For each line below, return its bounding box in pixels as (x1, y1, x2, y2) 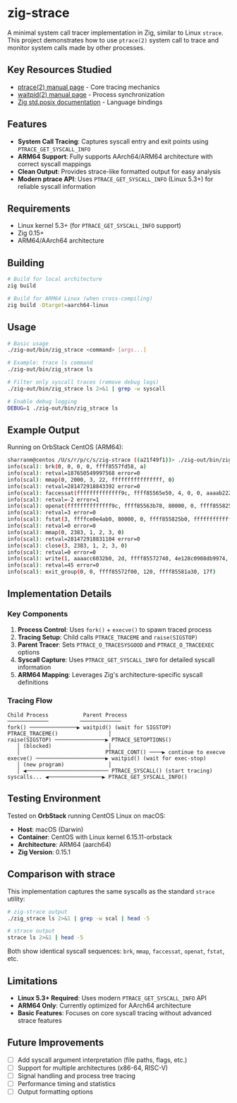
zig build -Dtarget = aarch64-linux (7, 301, 109, 308)
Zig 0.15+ (17, 229, 44, 238)
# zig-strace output (7, 908, 68, 916)
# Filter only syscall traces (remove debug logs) (7, 379, 159, 386)
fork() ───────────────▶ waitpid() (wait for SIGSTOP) (7, 724, 172, 732)
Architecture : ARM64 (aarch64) (17, 840, 111, 848)
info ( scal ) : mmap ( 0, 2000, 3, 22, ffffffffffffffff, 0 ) (7, 476, 175, 483)
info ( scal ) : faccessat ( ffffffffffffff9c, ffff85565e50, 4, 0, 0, (7, 490, 203, 497)
